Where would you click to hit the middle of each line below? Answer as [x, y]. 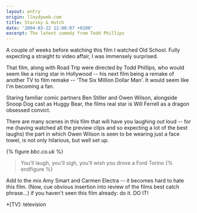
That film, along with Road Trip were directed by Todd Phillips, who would [95, 67]
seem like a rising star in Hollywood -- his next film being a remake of [90, 74]
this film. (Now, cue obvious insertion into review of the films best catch [93, 187]
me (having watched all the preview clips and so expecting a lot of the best [97, 128]
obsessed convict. [29, 110]
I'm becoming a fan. [30, 86]
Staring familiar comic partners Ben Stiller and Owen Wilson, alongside [92, 98]
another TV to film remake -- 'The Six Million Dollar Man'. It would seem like [98, 80]
